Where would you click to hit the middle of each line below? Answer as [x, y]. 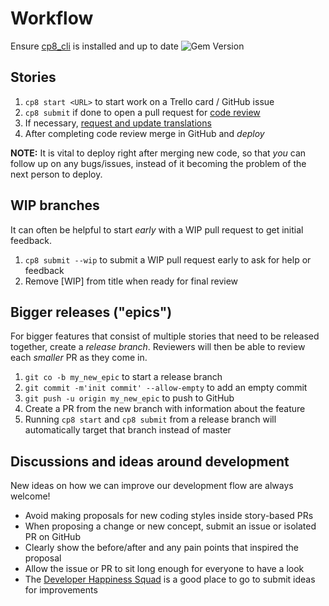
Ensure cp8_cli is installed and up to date [94, 46]
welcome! [30, 496]
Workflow [52, 18]
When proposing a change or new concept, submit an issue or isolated [170, 526]
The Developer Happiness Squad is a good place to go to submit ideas [170, 579]
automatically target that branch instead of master [128, 430]
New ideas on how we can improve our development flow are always [152, 486]
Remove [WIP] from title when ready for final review [131, 281]
